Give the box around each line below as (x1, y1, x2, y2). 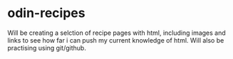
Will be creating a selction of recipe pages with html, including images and (7, 28, 226, 37)
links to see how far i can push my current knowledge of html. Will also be (7, 36, 224, 44)
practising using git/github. (7, 43, 87, 52)
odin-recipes (7, 5, 86, 21)
